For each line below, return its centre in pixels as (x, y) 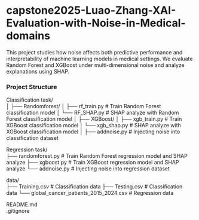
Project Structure (32, 87)
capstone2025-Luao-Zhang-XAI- (91, 10)
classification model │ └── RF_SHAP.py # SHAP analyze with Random (93, 113)
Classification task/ (30, 100)
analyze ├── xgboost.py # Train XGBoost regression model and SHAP (93, 163)
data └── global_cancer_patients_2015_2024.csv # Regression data (90, 193)
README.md (22, 204)
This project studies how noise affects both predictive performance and (94, 52)
